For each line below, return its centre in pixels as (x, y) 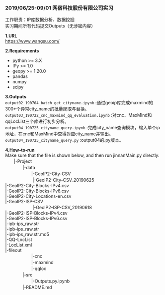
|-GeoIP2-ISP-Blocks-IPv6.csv (36, 219)
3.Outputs (16, 97)
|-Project (23, 161)
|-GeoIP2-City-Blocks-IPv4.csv (37, 186)
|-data (29, 168)
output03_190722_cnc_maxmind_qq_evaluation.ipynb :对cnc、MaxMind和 (79, 115)
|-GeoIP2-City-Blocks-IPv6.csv (37, 191)
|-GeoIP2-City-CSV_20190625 (63, 180)
